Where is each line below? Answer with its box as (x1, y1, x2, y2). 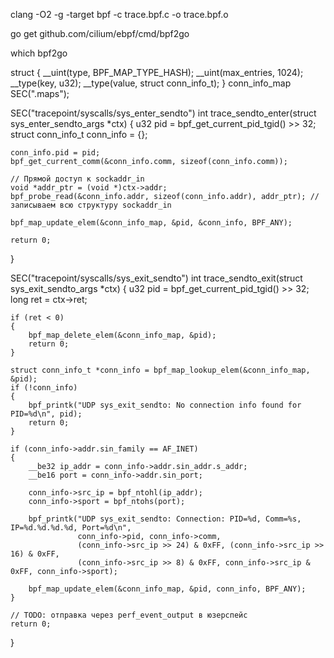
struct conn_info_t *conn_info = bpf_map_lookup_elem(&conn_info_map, (10, 365, 311, 375)
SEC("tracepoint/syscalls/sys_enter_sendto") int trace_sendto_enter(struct (10, 107, 317, 119)
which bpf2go (10, 47, 68, 59)
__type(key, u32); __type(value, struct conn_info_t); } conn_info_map (10, 77, 292, 89)
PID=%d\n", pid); (10, 409, 83, 419)
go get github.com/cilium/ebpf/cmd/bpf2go (10, 28, 190, 39)
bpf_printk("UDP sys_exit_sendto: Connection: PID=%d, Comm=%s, (28, 514, 302, 524)
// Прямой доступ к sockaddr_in (10, 174, 145, 184)
